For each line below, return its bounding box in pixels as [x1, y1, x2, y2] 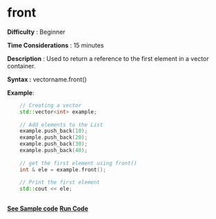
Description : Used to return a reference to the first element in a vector [7, 54, 209, 63]
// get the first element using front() [19, 160, 137, 166]
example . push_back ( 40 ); [19, 147, 88, 154]
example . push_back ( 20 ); [19, 134, 88, 141]
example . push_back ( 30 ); [19, 140, 88, 148]
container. [7, 61, 36, 70]
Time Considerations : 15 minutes [7, 41, 104, 49]
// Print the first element [19, 179, 100, 186]
